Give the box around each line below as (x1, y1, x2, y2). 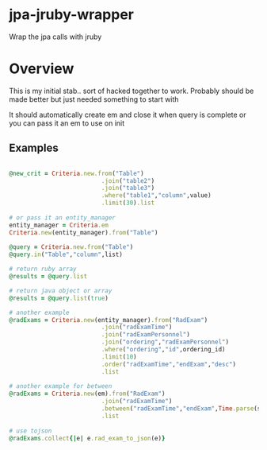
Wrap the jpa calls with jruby (9, 32, 102, 41)
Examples (9, 142, 59, 155)
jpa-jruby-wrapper (9, 6, 134, 24)
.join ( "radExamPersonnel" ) (101, 331, 191, 339)
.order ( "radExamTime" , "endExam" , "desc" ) (101, 360, 237, 368)
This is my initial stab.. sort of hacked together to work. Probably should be (9, 86, 254, 95)
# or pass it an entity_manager (9, 213, 116, 222)
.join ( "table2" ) (101, 177, 155, 184)
